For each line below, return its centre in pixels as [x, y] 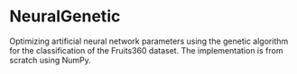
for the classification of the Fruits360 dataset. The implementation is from [146, 50]
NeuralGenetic [65, 16]
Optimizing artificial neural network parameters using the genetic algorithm [149, 41]
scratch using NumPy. [51, 60]
